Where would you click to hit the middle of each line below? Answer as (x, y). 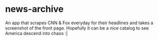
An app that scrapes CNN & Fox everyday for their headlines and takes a (79, 23)
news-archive (34, 9)
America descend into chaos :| (37, 33)
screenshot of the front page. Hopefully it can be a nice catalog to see (77, 28)
